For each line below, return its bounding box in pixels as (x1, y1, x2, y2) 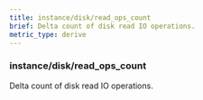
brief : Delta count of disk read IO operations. (9, 22, 196, 31)
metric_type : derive (9, 30, 88, 39)
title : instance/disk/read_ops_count (9, 13, 152, 23)
